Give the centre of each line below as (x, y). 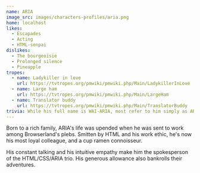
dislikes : (18, 51)
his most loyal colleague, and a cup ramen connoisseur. (74, 141)
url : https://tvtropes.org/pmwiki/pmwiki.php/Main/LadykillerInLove (104, 84)
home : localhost (26, 23)
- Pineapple (26, 67)
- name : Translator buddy (44, 100)
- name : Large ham (35, 89)
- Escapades (26, 34)
